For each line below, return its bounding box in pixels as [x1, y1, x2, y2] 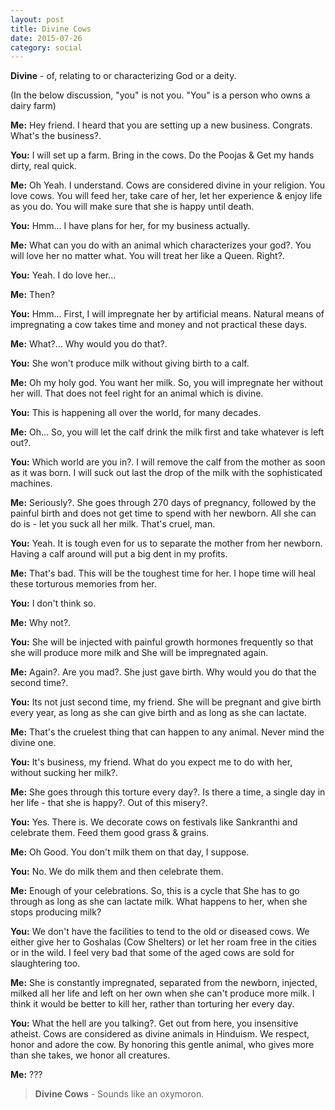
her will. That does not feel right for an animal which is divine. [10, 387, 264, 400]
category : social [10, 42, 83, 53]
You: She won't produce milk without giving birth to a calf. [10, 357, 250, 370]
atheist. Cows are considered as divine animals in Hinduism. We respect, [10, 1028, 310, 1040]
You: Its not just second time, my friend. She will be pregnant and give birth [10, 696, 322, 708]
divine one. [10, 737, 57, 749]
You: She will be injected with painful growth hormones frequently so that [10, 636, 314, 648]
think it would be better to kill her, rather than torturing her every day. [10, 998, 295, 1010]
